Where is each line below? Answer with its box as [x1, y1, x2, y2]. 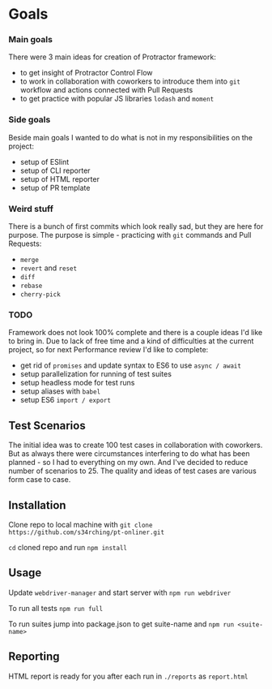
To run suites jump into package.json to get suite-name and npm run [8, 618, 235, 629]
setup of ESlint [19, 157, 70, 166]
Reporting [8, 650, 60, 664]
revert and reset [19, 263, 78, 273]
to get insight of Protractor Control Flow [19, 68, 153, 78]
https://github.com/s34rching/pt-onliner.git [8, 528, 164, 536]
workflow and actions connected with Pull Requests [19, 85, 193, 95]
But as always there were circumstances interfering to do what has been [8, 449, 250, 459]
